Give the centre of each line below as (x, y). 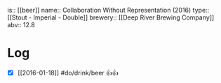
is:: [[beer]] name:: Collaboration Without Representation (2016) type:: (108, 10)
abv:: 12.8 (21, 25)
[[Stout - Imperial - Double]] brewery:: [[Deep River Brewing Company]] (111, 17)
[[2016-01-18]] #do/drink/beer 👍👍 (68, 73)
